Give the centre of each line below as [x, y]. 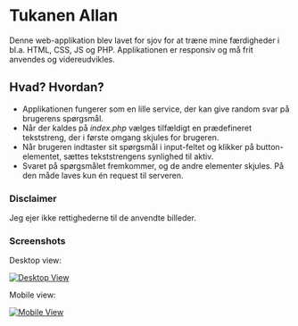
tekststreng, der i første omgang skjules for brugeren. [120, 137]
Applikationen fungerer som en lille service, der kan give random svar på [156, 109]
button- [269, 146]
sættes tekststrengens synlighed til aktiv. [139, 156]
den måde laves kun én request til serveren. [103, 175]
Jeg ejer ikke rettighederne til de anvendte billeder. [103, 218]
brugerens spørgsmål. [63, 118]
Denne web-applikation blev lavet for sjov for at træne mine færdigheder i [145, 40]
